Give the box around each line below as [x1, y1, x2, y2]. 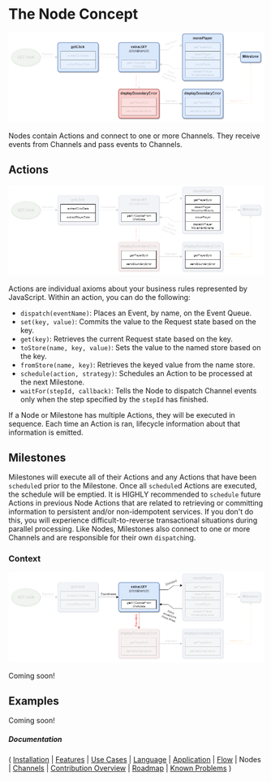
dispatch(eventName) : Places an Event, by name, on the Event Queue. [19, 308, 252, 318]
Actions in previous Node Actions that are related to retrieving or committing [8, 498, 264, 508]
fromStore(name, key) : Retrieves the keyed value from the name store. [19, 359, 256, 370]
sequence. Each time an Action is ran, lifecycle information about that [8, 419, 241, 428]
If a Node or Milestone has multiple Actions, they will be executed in [8, 410, 235, 419]
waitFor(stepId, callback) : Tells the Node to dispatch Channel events [19, 385, 257, 395]
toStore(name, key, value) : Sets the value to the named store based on [19, 342, 261, 352]
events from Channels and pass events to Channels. [8, 139, 183, 149]
